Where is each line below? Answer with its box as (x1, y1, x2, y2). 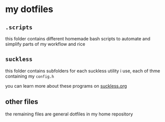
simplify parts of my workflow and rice (5, 41, 86, 47)
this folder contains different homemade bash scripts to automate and (5, 36, 150, 41)
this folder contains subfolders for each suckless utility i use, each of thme (5, 68, 160, 74)
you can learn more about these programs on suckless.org (5, 83, 127, 89)
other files (5, 97, 38, 106)
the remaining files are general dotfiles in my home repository (5, 111, 133, 117)
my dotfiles (5, 4, 53, 15)
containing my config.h (5, 73, 54, 79)
